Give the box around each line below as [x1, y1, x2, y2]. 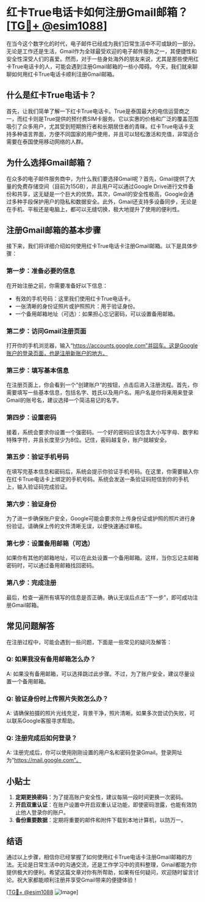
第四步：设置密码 [6, 413, 57, 422]
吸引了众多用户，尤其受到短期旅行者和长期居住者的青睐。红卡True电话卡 [6, 123, 189, 130]
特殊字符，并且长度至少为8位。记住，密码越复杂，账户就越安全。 [6, 436, 170, 443]
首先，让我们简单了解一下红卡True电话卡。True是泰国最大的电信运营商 [6, 107, 184, 115]
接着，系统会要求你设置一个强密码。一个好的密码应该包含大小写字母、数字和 [6, 428, 199, 435]
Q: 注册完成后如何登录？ [6, 734, 77, 743]
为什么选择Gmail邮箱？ [6, 158, 93, 168]
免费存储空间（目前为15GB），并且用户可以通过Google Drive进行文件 [16, 183, 189, 190]
